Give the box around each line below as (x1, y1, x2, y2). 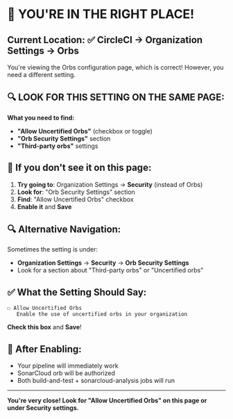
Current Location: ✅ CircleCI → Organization (7, 34, 203, 46)
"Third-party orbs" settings (17, 142, 98, 150)
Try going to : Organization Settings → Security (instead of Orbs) (17, 180, 203, 188)
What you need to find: (7, 113, 75, 122)
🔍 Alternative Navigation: (7, 224, 121, 236)
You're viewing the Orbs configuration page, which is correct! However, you (7, 63, 224, 72)
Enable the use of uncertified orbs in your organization (16, 311, 188, 318)
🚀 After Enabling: (7, 343, 82, 355)
